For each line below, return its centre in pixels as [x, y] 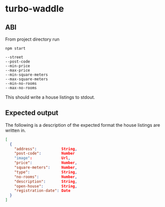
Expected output [32, 113]
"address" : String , [46, 149]
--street [14, 57]
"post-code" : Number [45, 153]
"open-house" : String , [46, 186]
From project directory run [32, 39]
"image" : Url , [42, 158]
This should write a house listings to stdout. [50, 97]
